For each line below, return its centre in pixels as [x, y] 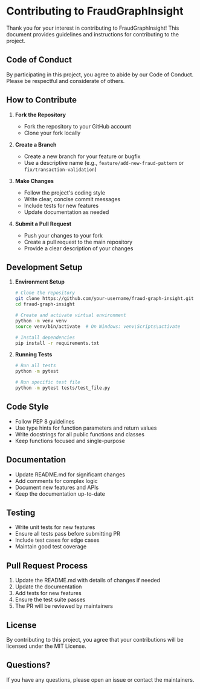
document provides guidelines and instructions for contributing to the [93, 34]
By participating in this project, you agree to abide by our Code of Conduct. [100, 75]
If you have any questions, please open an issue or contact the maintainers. [100, 679]
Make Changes [34, 181]
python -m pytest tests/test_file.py [63, 388]
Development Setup [44, 267]
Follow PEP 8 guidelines [45, 421]
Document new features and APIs [57, 487]
